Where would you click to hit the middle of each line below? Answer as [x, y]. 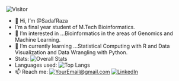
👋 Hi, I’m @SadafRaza [41, 21]
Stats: [22, 59]
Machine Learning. [38, 40]
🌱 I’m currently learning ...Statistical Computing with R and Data [92, 46]
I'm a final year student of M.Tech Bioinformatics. [75, 27]
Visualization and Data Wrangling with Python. [71, 52]
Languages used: [36, 65]
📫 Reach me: [31, 72]
